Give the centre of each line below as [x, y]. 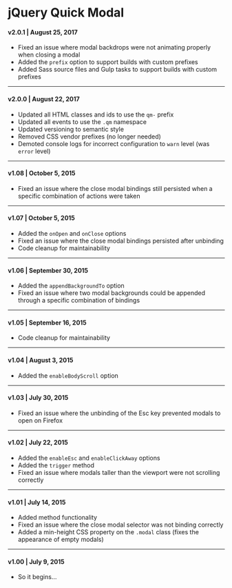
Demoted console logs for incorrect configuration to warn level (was [114, 143]
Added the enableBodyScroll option [68, 375]
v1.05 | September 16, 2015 [47, 323]
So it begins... [37, 577]
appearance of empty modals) [61, 540]
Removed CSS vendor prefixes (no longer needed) [89, 136]
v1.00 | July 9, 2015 [36, 561]
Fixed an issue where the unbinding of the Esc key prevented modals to [119, 413]
